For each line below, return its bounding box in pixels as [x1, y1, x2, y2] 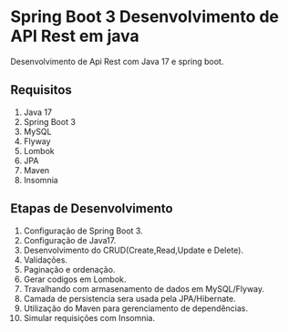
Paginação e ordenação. [23, 264, 116, 275]
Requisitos [10, 82, 72, 98]
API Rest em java [10, 26, 139, 47]
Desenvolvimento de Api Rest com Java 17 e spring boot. [10, 56, 224, 67]
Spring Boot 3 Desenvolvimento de [10, 6, 280, 27]
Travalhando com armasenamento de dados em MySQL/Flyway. [23, 283, 265, 294]
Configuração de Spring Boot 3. [23, 225, 144, 236]
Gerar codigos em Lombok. [23, 274, 127, 285]
